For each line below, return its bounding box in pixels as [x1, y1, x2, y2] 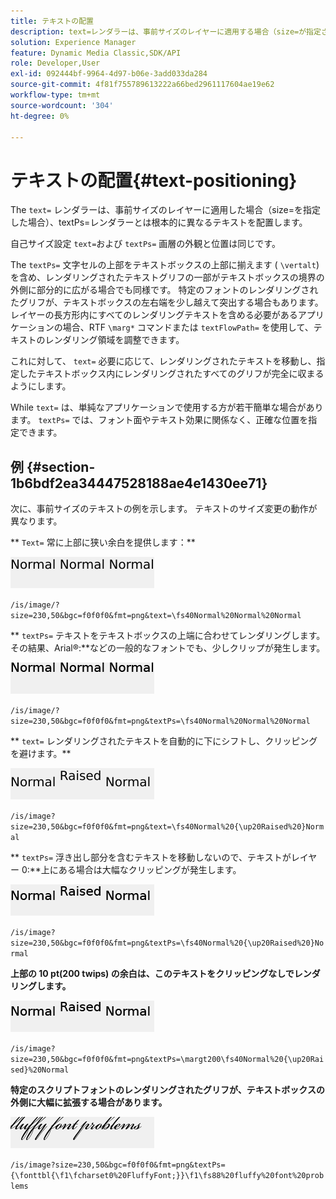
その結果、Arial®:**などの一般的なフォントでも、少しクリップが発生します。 [10, 642, 326, 654]
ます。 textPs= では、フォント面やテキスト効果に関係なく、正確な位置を [10, 414, 309, 426]
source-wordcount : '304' [10, 100, 114, 110]
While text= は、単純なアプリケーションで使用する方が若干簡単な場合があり [10, 401, 324, 414]
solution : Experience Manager [10, 37, 137, 47]
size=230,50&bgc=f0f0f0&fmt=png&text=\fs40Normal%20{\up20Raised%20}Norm [10, 822, 325, 832]
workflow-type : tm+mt [10, 90, 101, 100]
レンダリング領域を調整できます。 [44, 334, 185, 346]
